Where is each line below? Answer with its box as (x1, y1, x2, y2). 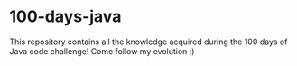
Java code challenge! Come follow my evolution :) (9, 45, 195, 56)
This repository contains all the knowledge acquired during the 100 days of (9, 36, 288, 47)
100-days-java (9, 6, 122, 27)
